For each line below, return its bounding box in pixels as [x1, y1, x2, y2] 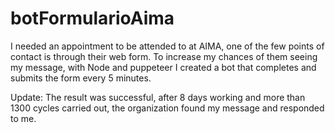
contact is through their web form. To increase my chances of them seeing [10, 50, 318, 62]
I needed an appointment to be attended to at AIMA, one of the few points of [10, 40, 325, 52]
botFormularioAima [10, 7, 175, 30]
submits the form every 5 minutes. [10, 72, 152, 84]
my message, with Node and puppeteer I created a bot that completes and [10, 61, 317, 73]
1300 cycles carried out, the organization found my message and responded [10, 102, 325, 114]
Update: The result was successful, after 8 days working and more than [10, 91, 306, 103]
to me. [10, 112, 37, 124]
